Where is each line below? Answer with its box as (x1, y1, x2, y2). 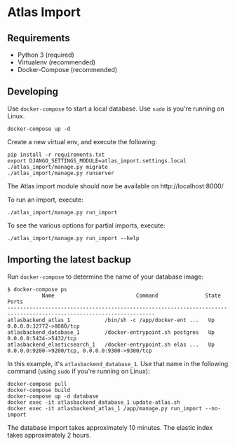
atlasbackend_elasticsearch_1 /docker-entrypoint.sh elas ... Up (7, 341, 215, 348)
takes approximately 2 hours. (7, 431, 91, 439)
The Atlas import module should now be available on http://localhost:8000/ (7, 181, 224, 190)
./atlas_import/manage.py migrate (7, 163, 109, 170)
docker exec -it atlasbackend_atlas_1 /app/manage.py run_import (7, 405, 202, 412)
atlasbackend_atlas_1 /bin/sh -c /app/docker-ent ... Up (7, 316, 215, 323)
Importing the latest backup (7, 253, 131, 266)
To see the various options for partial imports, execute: (7, 221, 166, 230)
